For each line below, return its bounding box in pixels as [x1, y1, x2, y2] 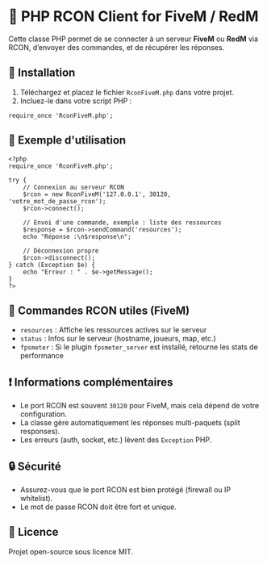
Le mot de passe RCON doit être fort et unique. [19, 502, 177, 512]
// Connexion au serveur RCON [23, 183, 125, 191]
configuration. [19, 409, 67, 419]
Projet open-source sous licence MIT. [8, 546, 134, 556]
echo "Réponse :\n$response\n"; [23, 232, 131, 240]
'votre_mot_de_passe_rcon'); [8, 197, 106, 205]
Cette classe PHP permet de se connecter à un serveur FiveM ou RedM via [8, 34, 259, 44]
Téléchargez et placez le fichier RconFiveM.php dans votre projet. [19, 87, 235, 97]
